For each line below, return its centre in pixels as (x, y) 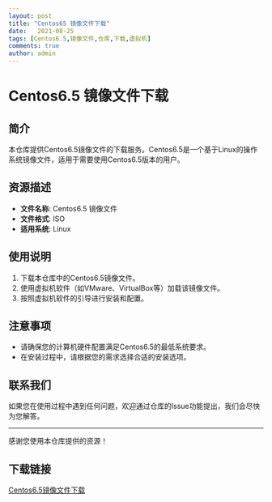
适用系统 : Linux (45, 228)
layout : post (30, 16)
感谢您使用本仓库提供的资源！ (58, 441)
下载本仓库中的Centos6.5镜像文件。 (80, 278)
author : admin (32, 53)
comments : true (34, 46)
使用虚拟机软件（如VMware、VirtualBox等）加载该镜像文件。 (122, 287)
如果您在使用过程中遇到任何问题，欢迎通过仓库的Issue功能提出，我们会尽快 (134, 406)
